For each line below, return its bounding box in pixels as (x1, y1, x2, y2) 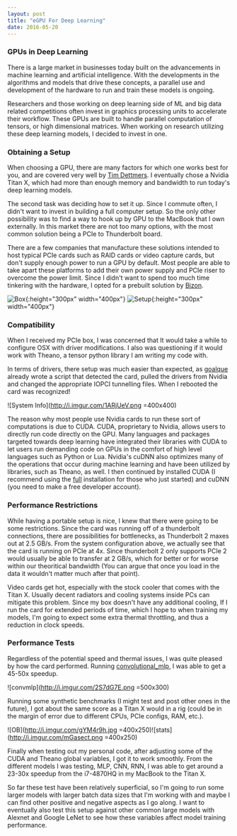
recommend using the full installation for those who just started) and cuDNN (7, 475, 230, 484)
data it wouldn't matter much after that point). (7, 569, 140, 577)
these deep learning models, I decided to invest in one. (7, 129, 168, 138)
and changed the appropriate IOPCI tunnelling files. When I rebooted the (7, 380, 218, 388)
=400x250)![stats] (118, 725, 173, 734)
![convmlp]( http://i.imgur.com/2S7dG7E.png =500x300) (7, 683, 170, 691)
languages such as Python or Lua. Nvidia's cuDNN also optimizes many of (7, 453, 224, 461)
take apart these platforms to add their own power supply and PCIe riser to (7, 266, 225, 274)
